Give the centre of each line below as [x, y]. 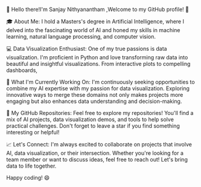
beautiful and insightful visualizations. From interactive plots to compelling [98, 64]
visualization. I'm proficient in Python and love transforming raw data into [97, 57]
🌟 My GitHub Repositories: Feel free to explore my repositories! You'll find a [100, 113]
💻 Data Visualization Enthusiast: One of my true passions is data [87, 49]
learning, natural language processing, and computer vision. [81, 37]
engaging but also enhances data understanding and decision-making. [94, 101]
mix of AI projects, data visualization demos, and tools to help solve [90, 119]
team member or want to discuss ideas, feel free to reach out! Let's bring [97, 159]
